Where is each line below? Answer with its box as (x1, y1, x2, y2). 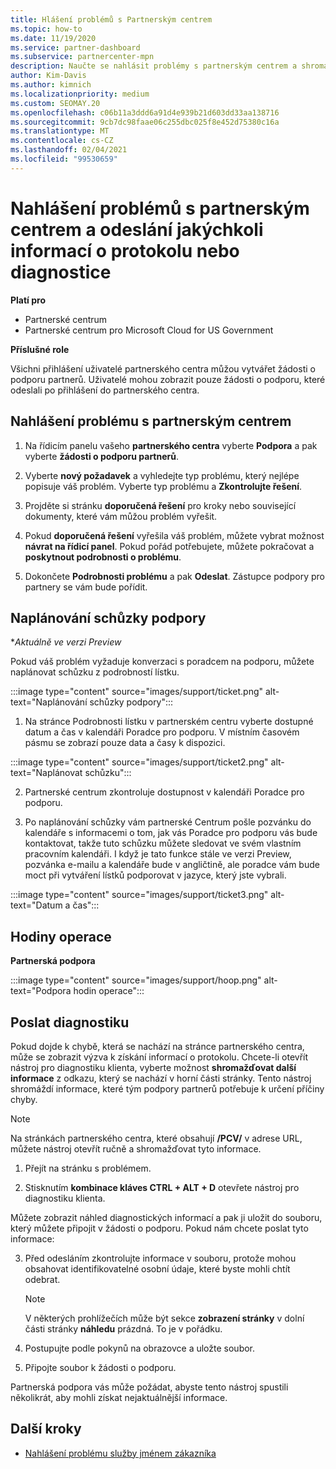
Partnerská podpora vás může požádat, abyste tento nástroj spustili (10, 1381, 289, 1393)
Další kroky (10, 1421, 82, 1438)
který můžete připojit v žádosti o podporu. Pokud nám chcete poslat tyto (10, 1222, 309, 1234)
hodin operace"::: (73, 985, 145, 997)
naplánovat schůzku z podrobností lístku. (10, 666, 180, 678)
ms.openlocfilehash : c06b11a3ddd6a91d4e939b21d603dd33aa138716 (10, 107, 280, 118)
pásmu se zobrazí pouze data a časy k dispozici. (24, 737, 226, 749)
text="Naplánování (10, 696, 88, 708)
